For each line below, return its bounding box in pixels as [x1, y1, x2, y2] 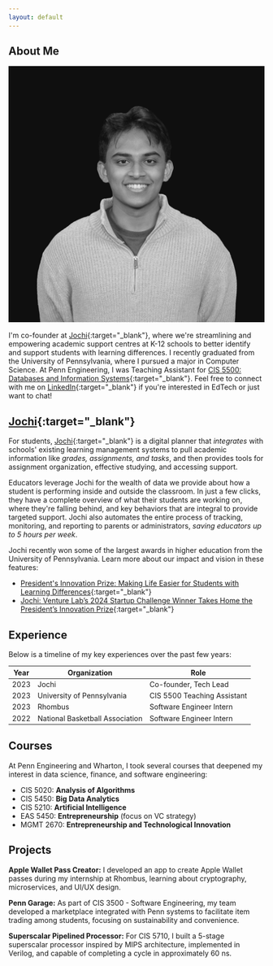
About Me [8, 45, 59, 59]
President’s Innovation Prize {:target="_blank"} [19, 604, 175, 614]
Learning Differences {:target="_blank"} [19, 587, 152, 597]
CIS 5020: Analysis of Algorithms [19, 785, 136, 794]
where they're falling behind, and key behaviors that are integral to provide [8, 504, 258, 514]
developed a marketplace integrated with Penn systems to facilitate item [8, 907, 250, 916]
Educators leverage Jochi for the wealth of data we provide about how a [8, 478, 250, 488]
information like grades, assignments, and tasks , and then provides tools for [8, 454, 264, 463]
